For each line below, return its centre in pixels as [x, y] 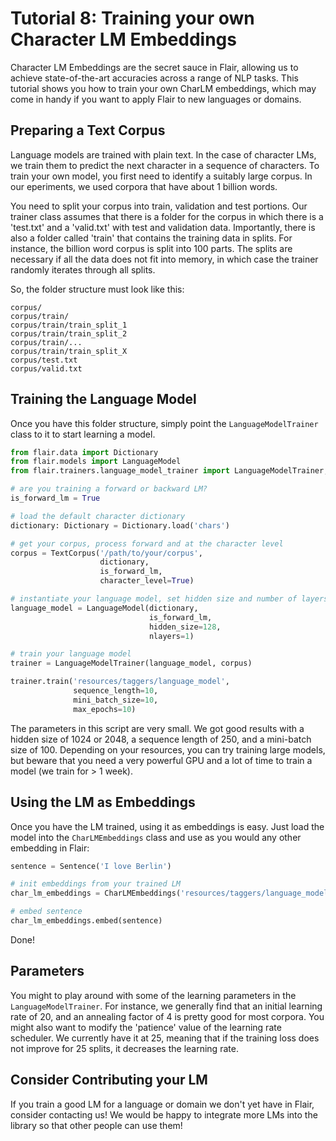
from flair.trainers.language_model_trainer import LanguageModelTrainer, [169, 471]
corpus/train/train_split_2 [69, 333]
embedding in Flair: [50, 848]
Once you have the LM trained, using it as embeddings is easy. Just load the [167, 826]
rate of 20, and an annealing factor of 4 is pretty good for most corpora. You [167, 1016]
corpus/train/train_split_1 [69, 325]
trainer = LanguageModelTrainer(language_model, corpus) [131, 663]
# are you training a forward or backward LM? [109, 489]
